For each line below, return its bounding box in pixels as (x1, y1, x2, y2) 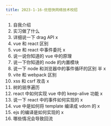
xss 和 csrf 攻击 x (13, 78, 49, 84)
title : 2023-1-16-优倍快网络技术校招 (6, 7, 78, 12)
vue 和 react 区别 (13, 40, 49, 46)
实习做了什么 (13, 28, 40, 34)
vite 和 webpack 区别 (13, 71, 57, 77)
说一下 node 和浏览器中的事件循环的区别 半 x (13, 65, 106, 71)
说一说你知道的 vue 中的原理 (13, 53, 72, 59)
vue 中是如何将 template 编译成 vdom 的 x (13, 103, 100, 109)
